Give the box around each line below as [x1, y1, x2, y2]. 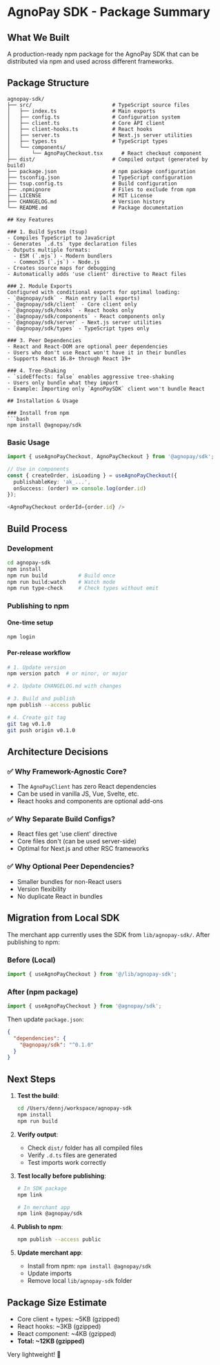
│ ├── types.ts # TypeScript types [7, 137, 168, 145]
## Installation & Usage [7, 397, 79, 404]
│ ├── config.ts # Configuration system [7, 113, 181, 121]
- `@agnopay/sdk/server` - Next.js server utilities [7, 319, 162, 326]
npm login [7, 634, 36, 640]
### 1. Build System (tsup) [7, 228, 88, 235]
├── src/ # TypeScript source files [7, 101, 190, 108]
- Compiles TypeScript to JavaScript [7, 234, 116, 242]
